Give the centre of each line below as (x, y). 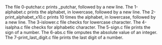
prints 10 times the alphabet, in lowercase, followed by (101, 17)
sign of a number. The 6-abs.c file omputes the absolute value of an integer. (81, 32)
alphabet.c (16, 12)
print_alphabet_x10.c (26, 17)
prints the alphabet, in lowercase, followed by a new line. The (89, 12)
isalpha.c (14, 27)
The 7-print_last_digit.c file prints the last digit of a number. (64, 37)
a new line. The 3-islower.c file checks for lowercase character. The (73, 22)
